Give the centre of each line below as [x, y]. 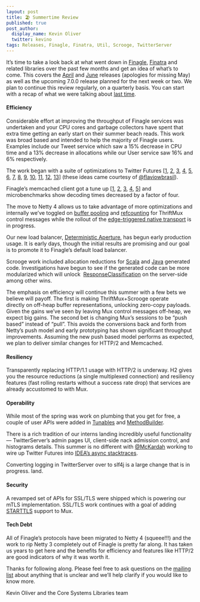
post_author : [22, 28]
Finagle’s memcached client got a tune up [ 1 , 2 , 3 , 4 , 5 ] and [79, 188]
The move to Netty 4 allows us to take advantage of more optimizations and [99, 206]
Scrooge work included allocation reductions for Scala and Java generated [98, 262]
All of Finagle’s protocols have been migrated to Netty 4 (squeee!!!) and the [99, 538]
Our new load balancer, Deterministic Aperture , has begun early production [99, 238]
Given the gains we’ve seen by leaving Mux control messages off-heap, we [99, 311]
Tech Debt [19, 525]
